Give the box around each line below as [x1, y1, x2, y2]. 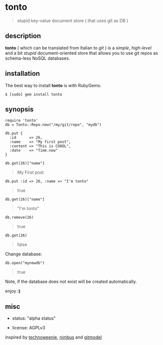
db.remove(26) [5, 215, 34, 220]
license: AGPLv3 [12, 325, 46, 331]
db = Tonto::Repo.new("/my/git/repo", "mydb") [5, 122, 102, 127]
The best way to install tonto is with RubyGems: [5, 82, 101, 88]
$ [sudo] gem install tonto [5, 92, 63, 97]
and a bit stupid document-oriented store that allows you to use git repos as [5, 50, 158, 56]
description [5, 32, 41, 40]
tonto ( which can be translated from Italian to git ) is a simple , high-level [5, 45, 152, 50]
